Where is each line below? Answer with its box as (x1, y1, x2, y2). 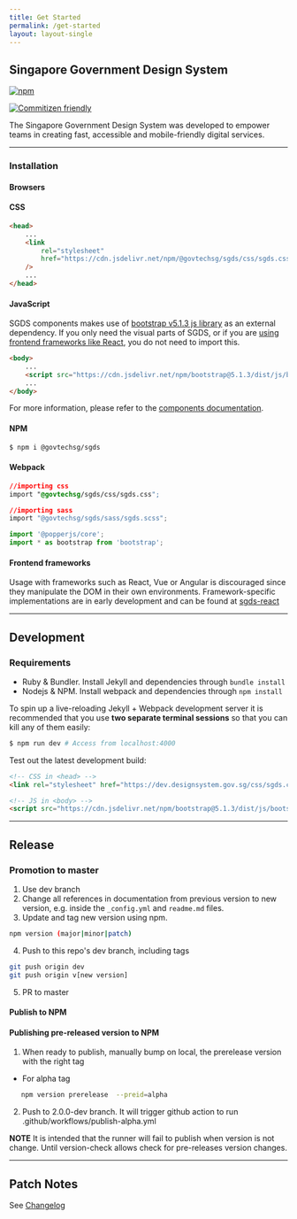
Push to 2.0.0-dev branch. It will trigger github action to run (21, 1107, 239, 1117)
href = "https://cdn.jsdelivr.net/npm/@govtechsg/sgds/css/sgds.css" (41, 254, 294, 264)
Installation (9, 160, 59, 173)
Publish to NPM (9, 1007, 67, 1018)
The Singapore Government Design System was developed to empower (9, 120, 270, 131)
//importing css (9, 482, 69, 490)
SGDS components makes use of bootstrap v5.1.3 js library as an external (9, 318, 276, 328)
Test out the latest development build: (9, 754, 147, 766)
